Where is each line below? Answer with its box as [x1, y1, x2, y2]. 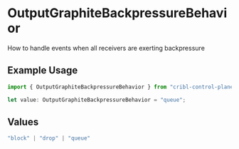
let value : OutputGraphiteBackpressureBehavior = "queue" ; [7, 96, 186, 103]
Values [7, 115, 39, 128]
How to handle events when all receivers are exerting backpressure [7, 43, 205, 52]
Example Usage [7, 64, 78, 76]
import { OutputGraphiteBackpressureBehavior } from [7, 83, 167, 91]
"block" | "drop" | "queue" [7, 135, 91, 142]
